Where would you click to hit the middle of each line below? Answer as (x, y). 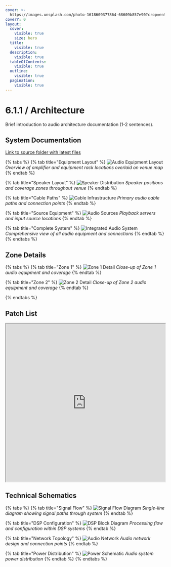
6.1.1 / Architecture (45, 110)
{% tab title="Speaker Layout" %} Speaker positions (84, 183)
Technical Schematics (41, 496)
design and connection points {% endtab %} (52, 543)
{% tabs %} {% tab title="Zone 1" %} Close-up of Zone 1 (80, 267)
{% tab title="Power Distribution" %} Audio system (79, 553)
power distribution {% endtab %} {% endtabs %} (56, 559)
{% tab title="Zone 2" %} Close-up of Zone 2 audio (76, 282)
